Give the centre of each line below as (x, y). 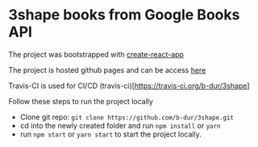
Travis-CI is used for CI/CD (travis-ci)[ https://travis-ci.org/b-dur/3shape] (129, 86)
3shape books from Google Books (124, 15)
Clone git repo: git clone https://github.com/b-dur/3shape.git (127, 117)
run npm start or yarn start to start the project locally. (110, 134)
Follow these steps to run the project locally (81, 101)
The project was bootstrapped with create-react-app (96, 54)
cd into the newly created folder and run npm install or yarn (120, 125)
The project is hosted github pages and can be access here (107, 69)
